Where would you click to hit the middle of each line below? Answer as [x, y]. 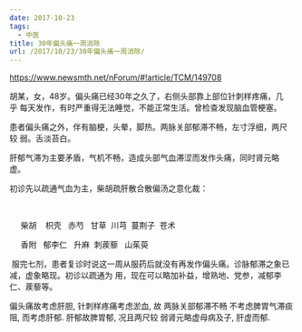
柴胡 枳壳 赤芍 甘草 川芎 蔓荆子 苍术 [98, 226]
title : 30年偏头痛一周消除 [55, 43]
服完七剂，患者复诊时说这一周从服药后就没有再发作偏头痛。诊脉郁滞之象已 [151, 264]
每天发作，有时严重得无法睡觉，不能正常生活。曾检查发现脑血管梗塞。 [151, 108]
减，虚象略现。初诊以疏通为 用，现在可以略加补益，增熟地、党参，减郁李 [146, 276]
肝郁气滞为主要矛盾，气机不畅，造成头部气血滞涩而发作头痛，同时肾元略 [144, 158]
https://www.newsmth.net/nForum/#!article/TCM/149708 [116, 77]
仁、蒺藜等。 [33, 287]
